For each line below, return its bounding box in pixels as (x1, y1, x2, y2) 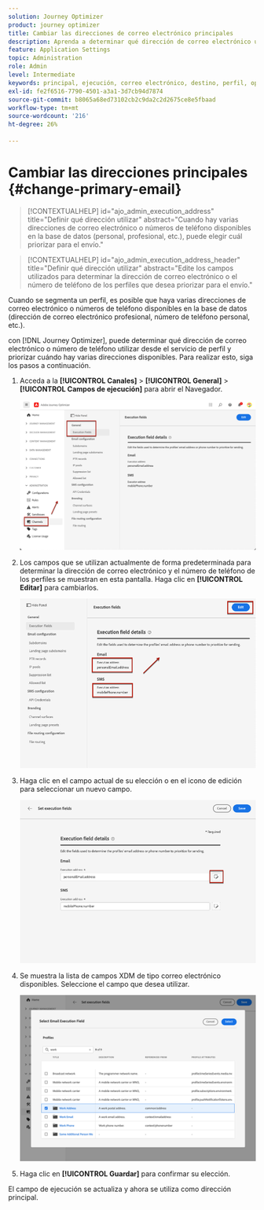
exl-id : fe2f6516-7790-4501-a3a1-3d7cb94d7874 (8, 87, 163, 95)
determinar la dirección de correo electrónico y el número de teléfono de (19, 566, 255, 576)
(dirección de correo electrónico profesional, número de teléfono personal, (8, 311, 250, 322)
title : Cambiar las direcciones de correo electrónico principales (8, 29, 234, 37)
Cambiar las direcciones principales (8, 164, 248, 182)
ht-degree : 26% (8, 120, 58, 129)
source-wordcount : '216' (8, 112, 90, 120)
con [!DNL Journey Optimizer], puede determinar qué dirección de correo (8, 335, 247, 345)
